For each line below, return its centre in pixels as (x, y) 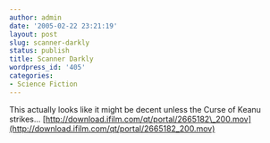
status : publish (39, 51)
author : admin (36, 17)
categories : (31, 76)
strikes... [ (28, 119)
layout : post (34, 34)
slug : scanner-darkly (50, 42)
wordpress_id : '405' (48, 68)
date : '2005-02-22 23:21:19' (63, 26)
